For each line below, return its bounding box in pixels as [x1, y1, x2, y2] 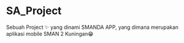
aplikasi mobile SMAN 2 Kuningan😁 [6, 30, 94, 37]
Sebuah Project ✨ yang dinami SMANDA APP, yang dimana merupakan [6, 24, 179, 31]
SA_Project [6, 4, 62, 18]
